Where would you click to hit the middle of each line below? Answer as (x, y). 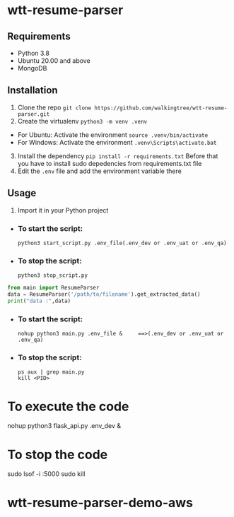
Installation (33, 90)
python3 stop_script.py (53, 275)
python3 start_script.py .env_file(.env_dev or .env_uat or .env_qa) (122, 243)
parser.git (34, 114)
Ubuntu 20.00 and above (54, 61)
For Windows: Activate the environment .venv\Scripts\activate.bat (117, 142)
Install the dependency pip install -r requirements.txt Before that (118, 156)
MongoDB (32, 68)
